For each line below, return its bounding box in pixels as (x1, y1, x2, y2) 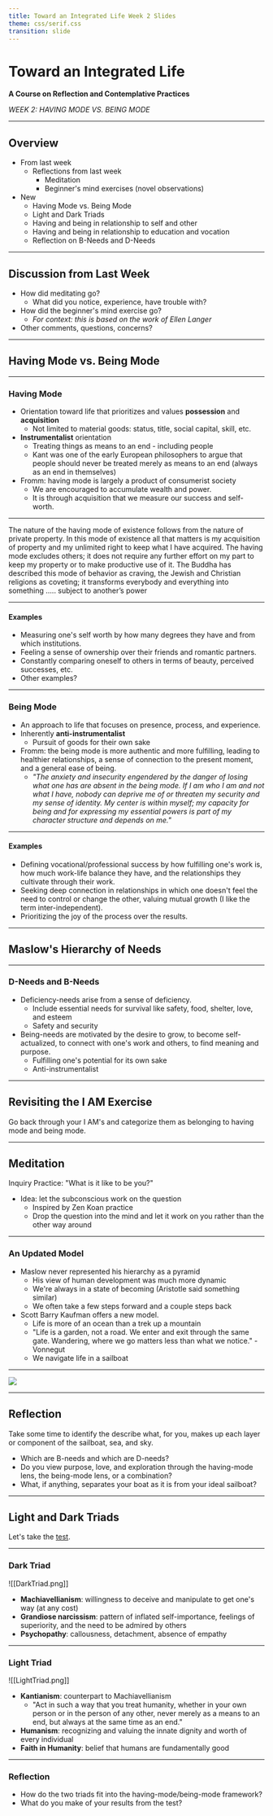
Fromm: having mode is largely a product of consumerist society (19, 476, 237, 485)
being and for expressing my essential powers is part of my (32, 806, 232, 816)
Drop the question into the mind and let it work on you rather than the (32, 1211, 264, 1222)
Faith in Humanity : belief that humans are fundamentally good (19, 1744, 230, 1752)
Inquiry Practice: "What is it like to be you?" (8, 1178, 154, 1188)
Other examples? (19, 673, 78, 683)
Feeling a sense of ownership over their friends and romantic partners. (19, 647, 258, 657)
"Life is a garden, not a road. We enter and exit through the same (32, 1327, 249, 1336)
